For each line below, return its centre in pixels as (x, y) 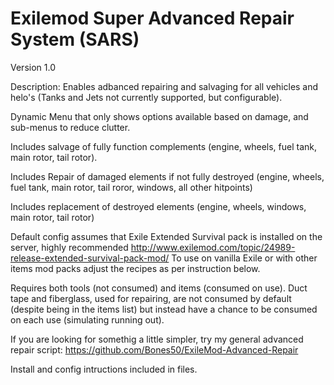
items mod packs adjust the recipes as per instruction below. (135, 268)
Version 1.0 (33, 67)
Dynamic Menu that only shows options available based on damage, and (159, 116)
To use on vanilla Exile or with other (244, 258)
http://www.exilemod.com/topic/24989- (213, 247)
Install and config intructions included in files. (104, 369)
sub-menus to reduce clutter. (70, 127)
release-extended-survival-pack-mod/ (90, 258)
